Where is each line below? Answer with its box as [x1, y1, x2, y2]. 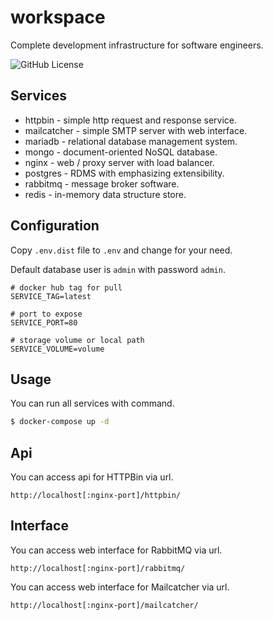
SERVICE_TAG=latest [10, 291, 92, 301]
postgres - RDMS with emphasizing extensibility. [24, 167, 225, 179]
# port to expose [10, 309, 83, 319]
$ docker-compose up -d [10, 417, 110, 427]
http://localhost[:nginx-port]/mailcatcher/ [10, 600, 199, 610]
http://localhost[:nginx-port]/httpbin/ [10, 491, 182, 501]
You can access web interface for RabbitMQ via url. [10, 544, 223, 556]
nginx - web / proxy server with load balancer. [24, 156, 215, 168]
